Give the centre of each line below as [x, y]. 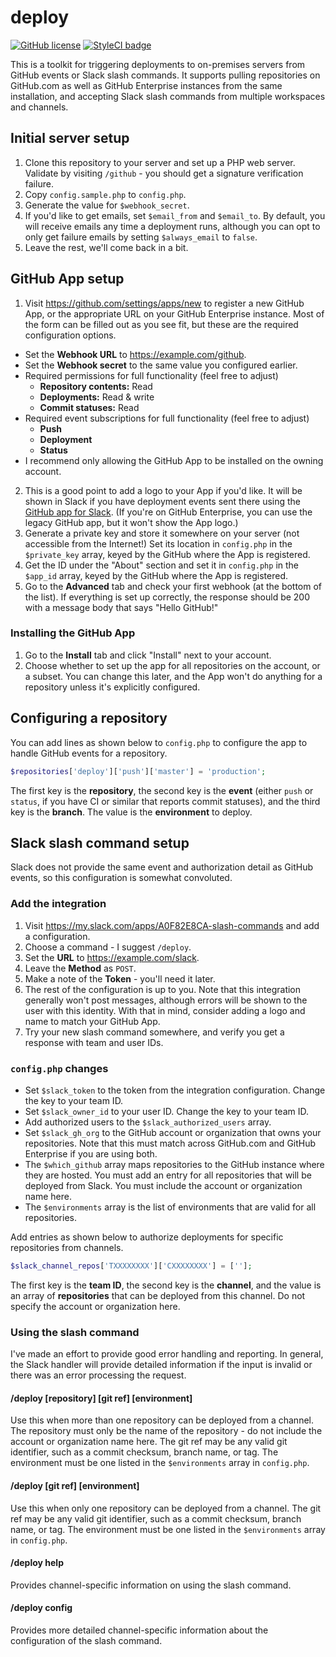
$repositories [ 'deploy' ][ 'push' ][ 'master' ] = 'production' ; [138, 771]
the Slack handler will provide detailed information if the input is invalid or [161, 1365]
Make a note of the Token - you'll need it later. [120, 978]
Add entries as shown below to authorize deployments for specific [147, 1237]
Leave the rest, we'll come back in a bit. [106, 247]
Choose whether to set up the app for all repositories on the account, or [172, 665]
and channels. [39, 107]
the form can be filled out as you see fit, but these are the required [161, 324]
